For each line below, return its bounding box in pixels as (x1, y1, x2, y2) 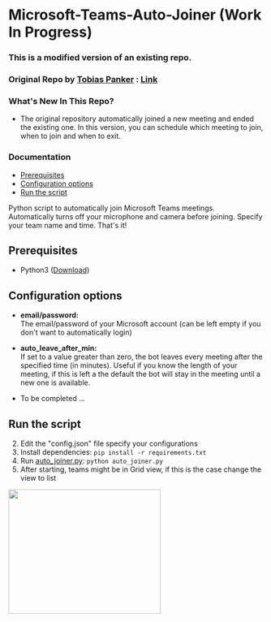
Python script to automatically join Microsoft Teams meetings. (8, 203, 215, 213)
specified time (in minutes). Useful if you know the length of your (19, 361, 238, 370)
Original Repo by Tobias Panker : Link (8, 74, 158, 85)
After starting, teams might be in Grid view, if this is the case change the (19, 464, 262, 474)
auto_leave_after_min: (19, 343, 97, 353)
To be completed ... (19, 394, 85, 404)
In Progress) (8, 23, 92, 41)
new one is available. (19, 378, 91, 387)
